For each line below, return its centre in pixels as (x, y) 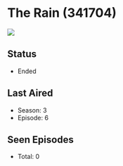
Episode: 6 (33, 117)
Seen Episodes (40, 140)
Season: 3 (32, 110)
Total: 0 (28, 157)
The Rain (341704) (62, 13)
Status (22, 54)
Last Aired (30, 93)
